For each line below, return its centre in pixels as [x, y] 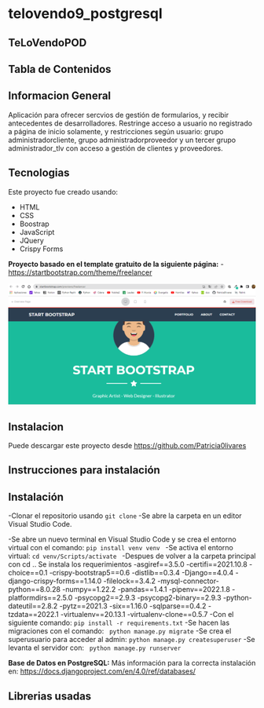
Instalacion [36, 427]
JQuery [32, 240]
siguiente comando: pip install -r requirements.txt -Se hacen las [119, 623]
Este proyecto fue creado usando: [63, 192]
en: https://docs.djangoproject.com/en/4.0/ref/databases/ [102, 671]
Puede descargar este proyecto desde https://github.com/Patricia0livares [127, 445]
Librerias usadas [50, 696]
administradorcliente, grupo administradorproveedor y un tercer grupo [122, 140]
